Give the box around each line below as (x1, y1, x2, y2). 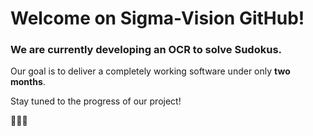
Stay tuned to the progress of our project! (10, 95, 182, 107)
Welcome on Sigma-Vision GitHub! (10, 7, 305, 30)
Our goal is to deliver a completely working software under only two (10, 65, 291, 77)
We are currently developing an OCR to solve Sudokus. (10, 43, 283, 57)
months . (10, 76, 46, 88)
